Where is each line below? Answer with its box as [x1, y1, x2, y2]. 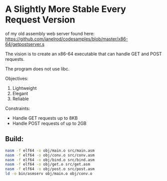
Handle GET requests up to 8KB [12, 115, 78, 121]
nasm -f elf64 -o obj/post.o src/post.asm [5, 167, 95, 172]
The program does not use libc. [5, 66, 70, 72]
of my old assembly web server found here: [5, 30, 95, 36]
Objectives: [5, 75, 28, 81]
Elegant [12, 90, 28, 96]
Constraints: [5, 105, 30, 111]
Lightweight [12, 85, 37, 91]
